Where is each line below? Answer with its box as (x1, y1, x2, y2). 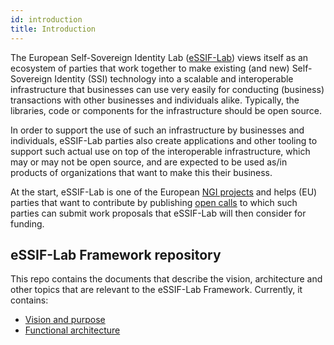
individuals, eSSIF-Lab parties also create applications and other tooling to (10, 134, 318, 146)
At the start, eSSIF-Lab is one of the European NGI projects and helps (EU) (10, 186, 318, 198)
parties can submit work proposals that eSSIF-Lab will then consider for (10, 207, 307, 219)
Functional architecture (24, 324, 121, 336)
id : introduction (10, 14, 83, 25)
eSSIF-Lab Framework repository (10, 246, 222, 263)
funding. (10, 217, 45, 230)
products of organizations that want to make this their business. (10, 166, 273, 178)
